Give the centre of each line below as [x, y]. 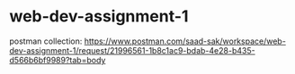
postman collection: [46, 41]
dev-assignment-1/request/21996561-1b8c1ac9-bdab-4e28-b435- [132, 50]
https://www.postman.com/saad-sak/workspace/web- [185, 41]
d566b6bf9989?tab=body [58, 60]
